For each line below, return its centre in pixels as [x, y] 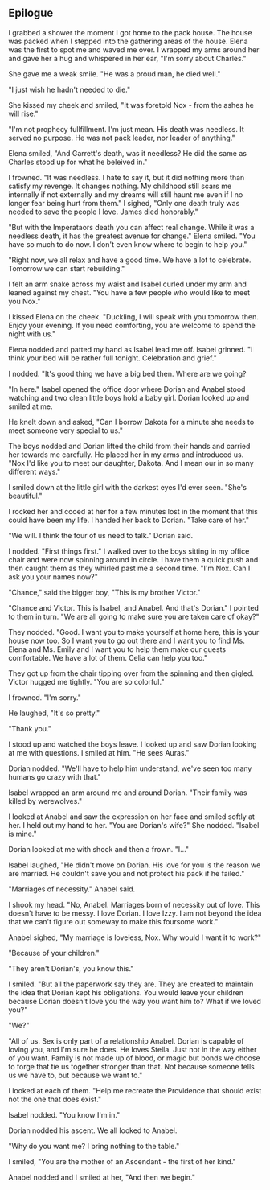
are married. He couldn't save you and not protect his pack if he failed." [127, 873]
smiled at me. [31, 406]
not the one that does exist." [55, 1099]
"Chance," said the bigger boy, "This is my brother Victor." [104, 592]
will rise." [23, 113]
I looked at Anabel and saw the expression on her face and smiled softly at [132, 817]
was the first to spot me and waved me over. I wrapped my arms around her [134, 49]
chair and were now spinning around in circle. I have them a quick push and [133, 559]
